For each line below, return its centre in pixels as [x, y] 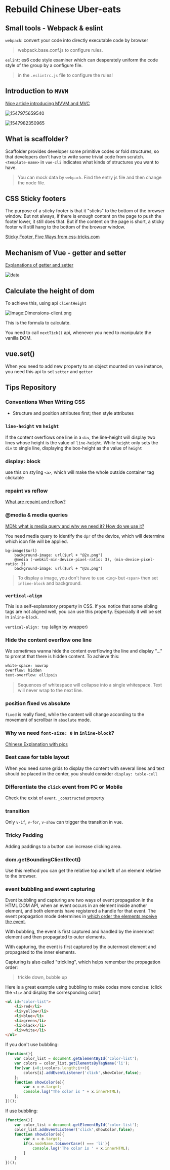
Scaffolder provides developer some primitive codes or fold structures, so [82, 151]
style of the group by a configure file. [44, 65]
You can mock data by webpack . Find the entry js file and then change [90, 177]
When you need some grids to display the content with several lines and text [85, 768]
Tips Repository [31, 388]
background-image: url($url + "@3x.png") [58, 568]
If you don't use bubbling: [32, 1045]
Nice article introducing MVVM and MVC [48, 103]
